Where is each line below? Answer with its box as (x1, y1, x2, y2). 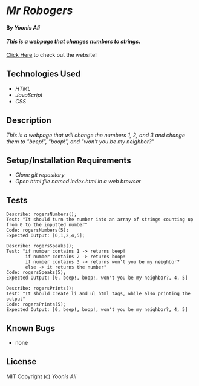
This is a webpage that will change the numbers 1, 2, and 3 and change (6, 131, 186, 139)
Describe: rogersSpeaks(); (6, 243, 74, 249)
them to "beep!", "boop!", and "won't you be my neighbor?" (6, 137, 154, 145)
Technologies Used (6, 69, 80, 79)
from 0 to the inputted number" (6, 222, 88, 228)
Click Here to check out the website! (6, 51, 97, 58)
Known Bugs (6, 323, 56, 333)
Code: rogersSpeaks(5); (6, 270, 67, 276)
